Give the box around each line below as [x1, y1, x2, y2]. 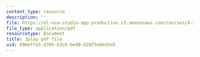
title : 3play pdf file [6, 36, 62, 42]
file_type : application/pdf [6, 25, 76, 31]
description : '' [6, 14, 46, 20]
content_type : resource [6, 8, 65, 15]
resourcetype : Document [6, 31, 65, 37]
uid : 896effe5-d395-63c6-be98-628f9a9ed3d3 [6, 42, 116, 48]
